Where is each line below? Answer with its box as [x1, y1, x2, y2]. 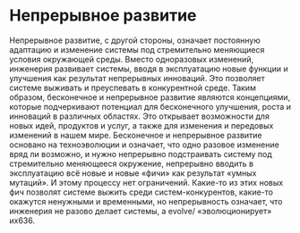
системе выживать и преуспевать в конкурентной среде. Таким [9, 82, 257, 93]
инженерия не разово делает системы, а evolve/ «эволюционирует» [9, 205, 272, 216]
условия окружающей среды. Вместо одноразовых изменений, [9, 54, 253, 64]
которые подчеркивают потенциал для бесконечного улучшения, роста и [9, 101, 292, 112]
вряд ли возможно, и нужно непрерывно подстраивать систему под [9, 148, 272, 159]
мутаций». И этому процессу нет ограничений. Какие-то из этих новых [9, 177, 284, 187]
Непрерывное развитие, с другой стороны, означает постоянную [9, 35, 261, 46]
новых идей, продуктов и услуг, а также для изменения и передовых [9, 120, 274, 130]
